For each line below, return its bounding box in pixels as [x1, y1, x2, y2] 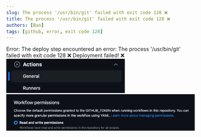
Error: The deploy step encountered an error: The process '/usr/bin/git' [6, 45, 181, 53]
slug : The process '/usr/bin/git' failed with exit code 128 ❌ [6, 10, 168, 15]
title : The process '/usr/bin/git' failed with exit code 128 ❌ [6, 15, 170, 22]
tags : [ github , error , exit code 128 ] [6, 29, 103, 35]
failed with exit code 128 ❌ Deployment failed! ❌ [6, 52, 125, 59]
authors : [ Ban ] [6, 22, 44, 28]
